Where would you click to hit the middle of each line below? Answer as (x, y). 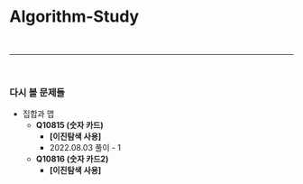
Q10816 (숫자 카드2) (72, 159)
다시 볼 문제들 (37, 92)
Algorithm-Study (74, 17)
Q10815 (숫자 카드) (69, 125)
